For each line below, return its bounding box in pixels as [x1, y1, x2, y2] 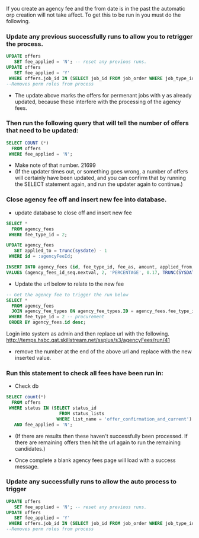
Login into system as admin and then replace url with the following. [6, 330, 170, 337]
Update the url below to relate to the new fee [14, 280, 124, 287]
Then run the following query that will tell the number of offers [6, 119, 189, 127]
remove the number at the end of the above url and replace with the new [14, 348, 192, 355]
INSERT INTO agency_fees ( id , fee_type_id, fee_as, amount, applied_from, [6, 264, 195, 270]
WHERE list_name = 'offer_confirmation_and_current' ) [56, 416, 192, 422]
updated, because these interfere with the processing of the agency [14, 98, 181, 105]
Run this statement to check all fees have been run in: [6, 369, 164, 377]
